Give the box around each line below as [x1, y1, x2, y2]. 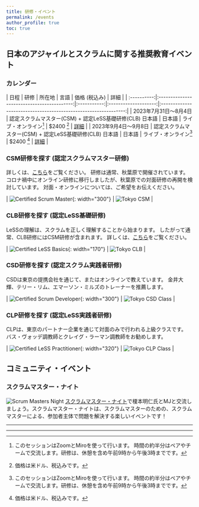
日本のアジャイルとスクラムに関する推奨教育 [6, 49, 169, 59]
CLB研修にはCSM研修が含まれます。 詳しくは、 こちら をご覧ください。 [16, 233, 190, 240]
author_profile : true [6, 20, 60, 26]
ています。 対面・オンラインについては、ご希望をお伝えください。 [16, 183, 178, 191]
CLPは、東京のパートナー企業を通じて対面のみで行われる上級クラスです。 [6, 326, 187, 333]
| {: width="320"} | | [6, 345, 174, 352]
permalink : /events [6, 14, 54, 20]
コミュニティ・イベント [6, 363, 92, 374]
